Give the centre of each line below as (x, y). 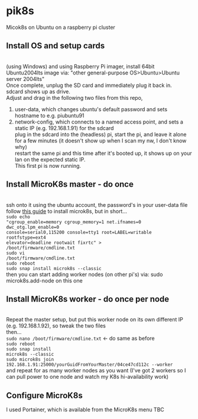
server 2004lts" (25, 79)
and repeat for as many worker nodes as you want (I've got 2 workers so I (96, 371)
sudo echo (18, 217)
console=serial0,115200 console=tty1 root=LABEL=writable (79, 232)
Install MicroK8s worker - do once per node (88, 299)
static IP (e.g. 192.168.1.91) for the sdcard (64, 128)
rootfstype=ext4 (26, 238)
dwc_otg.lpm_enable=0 (33, 227)
